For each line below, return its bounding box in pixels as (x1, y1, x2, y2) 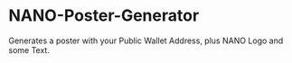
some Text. (8, 44, 51, 55)
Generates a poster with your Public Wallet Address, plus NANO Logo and (8, 35, 284, 46)
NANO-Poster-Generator (8, 5, 200, 26)
